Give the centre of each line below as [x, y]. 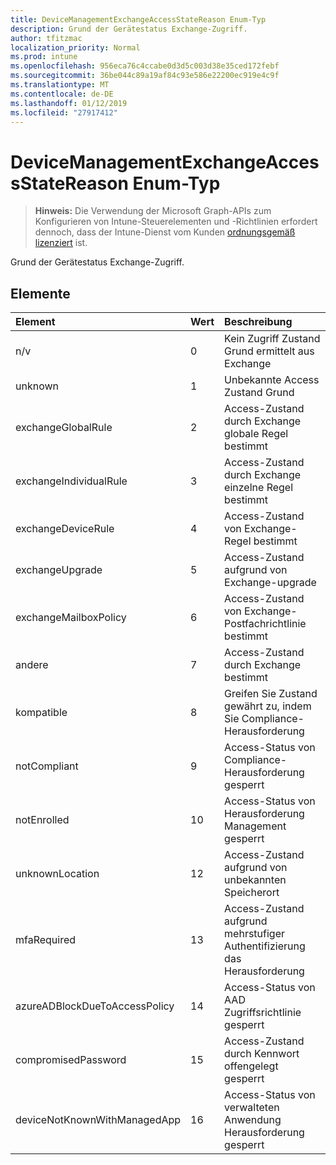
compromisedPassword [71, 1060]
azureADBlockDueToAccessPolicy [95, 1006]
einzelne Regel [259, 488]
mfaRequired [46, 940]
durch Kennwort [262, 1054]
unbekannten [255, 880]
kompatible [41, 713]
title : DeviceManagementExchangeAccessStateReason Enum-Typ [138, 19]
